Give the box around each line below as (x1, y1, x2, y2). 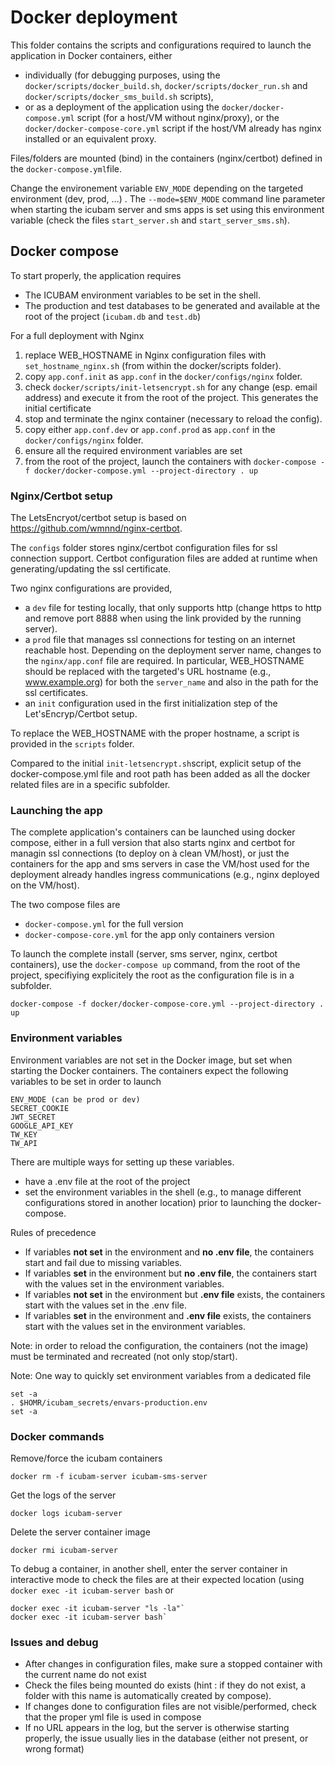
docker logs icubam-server (10, 1508, 123, 1518)
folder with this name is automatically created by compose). (24, 1690, 272, 1702)
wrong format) (24, 1743, 85, 1755)
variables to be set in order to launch (10, 1075, 162, 1087)
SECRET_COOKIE (10, 1103, 70, 1113)
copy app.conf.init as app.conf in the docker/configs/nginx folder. (24, 370, 303, 382)
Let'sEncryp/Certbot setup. (24, 708, 138, 720)
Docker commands (10, 1429, 105, 1443)
